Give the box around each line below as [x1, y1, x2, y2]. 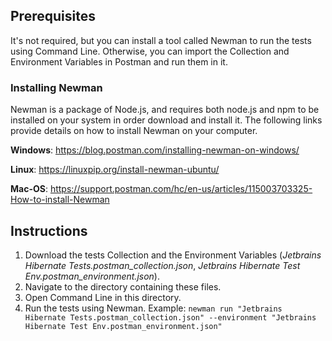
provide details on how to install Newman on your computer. [10, 125, 258, 137]
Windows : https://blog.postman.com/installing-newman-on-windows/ [10, 144, 300, 156]
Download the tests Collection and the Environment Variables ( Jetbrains [24, 249, 322, 261]
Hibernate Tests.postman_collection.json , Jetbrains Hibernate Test [24, 259, 301, 271]
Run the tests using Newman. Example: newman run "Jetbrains [24, 302, 283, 314]
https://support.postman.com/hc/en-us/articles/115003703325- [49, 183, 313, 195]
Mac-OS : [10, 183, 48, 195]
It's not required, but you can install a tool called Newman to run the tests [10, 34, 312, 46]
